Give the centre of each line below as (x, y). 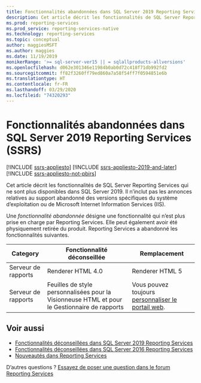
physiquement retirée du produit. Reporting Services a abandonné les (92, 228)
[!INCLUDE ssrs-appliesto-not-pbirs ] (51, 173)
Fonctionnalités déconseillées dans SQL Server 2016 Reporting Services (104, 349)
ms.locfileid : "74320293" (38, 95)
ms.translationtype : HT (36, 79)
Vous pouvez (150, 284)
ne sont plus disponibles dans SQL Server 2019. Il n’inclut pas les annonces (99, 191)
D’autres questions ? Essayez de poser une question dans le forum (88, 367)
